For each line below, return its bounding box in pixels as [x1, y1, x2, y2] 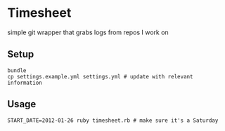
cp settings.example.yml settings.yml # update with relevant [7, 73, 193, 80]
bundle [7, 67, 27, 74]
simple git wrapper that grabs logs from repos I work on [7, 28, 169, 36]
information [7, 79, 42, 86]
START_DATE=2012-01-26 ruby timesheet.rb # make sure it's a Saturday [7, 117, 219, 124]
